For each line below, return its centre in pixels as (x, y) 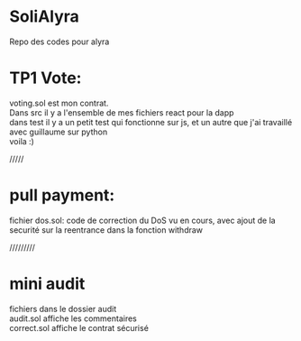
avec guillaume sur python (59, 132)
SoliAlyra (44, 17)
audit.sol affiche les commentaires (73, 318)
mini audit (47, 284)
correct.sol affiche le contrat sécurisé (79, 327)
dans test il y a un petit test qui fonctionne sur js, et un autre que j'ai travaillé (151, 122)
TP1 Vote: (46, 78)
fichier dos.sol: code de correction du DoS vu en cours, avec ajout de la (143, 220)
